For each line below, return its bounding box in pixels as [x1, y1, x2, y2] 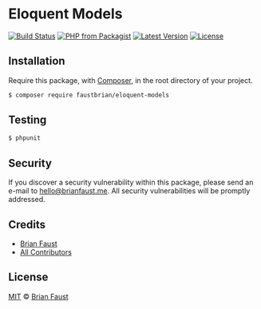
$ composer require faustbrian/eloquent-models [8, 91, 170, 99]
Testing [8, 113, 47, 127]
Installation [8, 54, 65, 68]
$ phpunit [8, 134, 42, 142]
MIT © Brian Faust [8, 291, 69, 301]
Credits [8, 217, 46, 232]
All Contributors [19, 247, 72, 256]
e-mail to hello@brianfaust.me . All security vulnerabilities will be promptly [8, 186, 251, 196]
